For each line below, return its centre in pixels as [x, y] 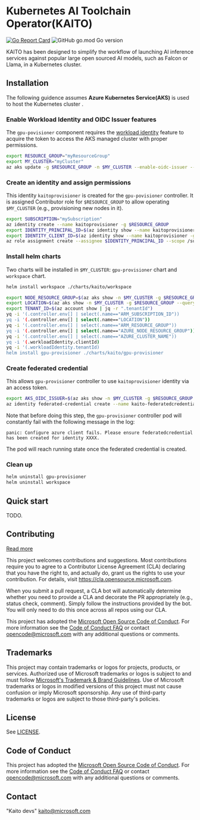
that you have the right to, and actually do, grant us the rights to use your [96, 573]
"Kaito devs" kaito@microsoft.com [49, 811]
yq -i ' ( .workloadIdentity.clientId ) [53, 342]
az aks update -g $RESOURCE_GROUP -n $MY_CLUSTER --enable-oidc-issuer [97, 167]
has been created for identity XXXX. [53, 438]
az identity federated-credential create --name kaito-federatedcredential [102, 404]
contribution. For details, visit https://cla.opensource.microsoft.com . [90, 579]
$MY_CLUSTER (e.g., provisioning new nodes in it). [65, 208]
